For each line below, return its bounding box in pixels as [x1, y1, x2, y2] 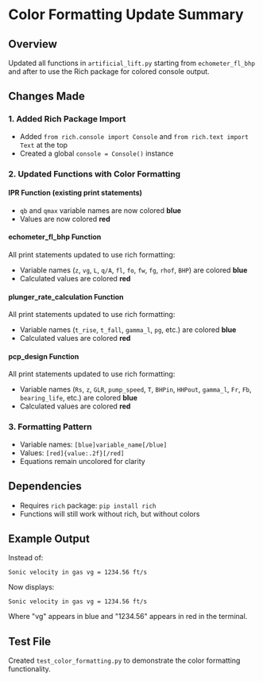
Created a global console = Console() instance [19, 149, 174, 158]
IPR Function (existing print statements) [8, 188, 143, 198]
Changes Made [8, 90, 85, 103]
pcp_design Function [8, 351, 79, 361]
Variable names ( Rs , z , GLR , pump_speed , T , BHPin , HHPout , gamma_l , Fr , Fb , [19, 385, 252, 394]
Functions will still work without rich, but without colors [19, 509, 200, 518]
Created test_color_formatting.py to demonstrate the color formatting [8, 656, 241, 665]
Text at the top [19, 140, 68, 149]
